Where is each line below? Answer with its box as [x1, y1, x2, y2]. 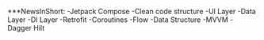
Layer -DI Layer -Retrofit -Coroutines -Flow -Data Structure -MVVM [7, 15, 229, 24]
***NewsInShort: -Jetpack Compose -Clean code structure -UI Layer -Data [7, 7, 257, 16]
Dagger [7, 24, 33, 32]
